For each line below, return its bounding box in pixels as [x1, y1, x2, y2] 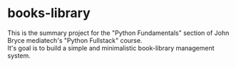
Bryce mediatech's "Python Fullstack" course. [7, 36, 143, 44]
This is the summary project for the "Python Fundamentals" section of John [7, 29, 230, 37]
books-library [7, 5, 91, 21]
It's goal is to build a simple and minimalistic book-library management [7, 43, 215, 52]
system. [7, 51, 31, 60]
